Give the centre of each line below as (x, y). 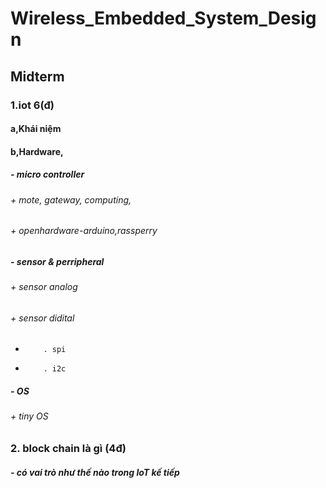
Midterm (37, 76)
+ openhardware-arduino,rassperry (84, 231)
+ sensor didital (42, 318)
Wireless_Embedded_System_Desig (163, 18)
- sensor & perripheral (57, 261)
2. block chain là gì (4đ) (68, 449)
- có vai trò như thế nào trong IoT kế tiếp (95, 472)
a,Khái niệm (36, 129)
